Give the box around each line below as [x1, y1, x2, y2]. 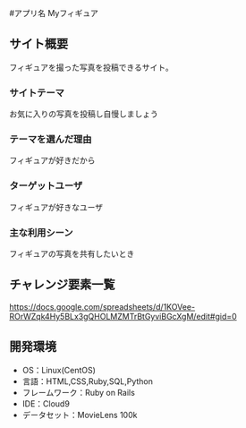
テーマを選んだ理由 [9, 133, 92, 146]
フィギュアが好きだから [9, 155, 96, 166]
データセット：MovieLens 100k [21, 409, 138, 420]
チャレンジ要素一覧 [9, 277, 115, 293]
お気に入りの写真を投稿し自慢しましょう [9, 108, 158, 119]
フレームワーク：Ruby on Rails [21, 387, 136, 398]
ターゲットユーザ [9, 180, 83, 193]
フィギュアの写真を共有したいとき [9, 249, 135, 259]
